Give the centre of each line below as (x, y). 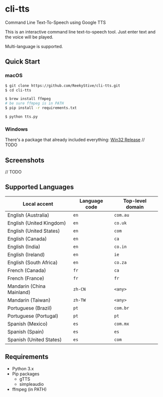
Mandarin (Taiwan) (29, 300)
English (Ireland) (26, 255)
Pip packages (26, 374)
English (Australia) (28, 215)
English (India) (24, 246)
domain (135, 207)
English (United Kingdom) (37, 223)
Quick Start (23, 62)
